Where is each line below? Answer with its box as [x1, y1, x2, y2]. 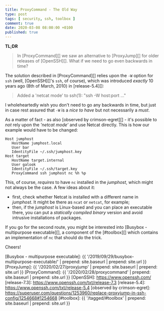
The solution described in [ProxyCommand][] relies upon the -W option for [5, 73, 154, 78]
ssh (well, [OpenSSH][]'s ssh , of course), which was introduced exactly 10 [5, 78, 154, 84]
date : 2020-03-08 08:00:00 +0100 [5, 25, 73, 30]
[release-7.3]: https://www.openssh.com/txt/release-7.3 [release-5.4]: [5, 280, 145, 285]
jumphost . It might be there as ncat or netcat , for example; [12, 199, 130, 205]
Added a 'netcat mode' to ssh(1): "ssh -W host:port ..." [17, 92, 126, 98]
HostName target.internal [11, 158, 64, 163]
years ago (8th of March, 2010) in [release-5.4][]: [5, 83, 104, 89]
